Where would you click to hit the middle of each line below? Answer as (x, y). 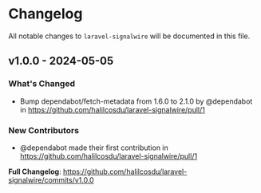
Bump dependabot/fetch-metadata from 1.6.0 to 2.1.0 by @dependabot (136, 101)
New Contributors (44, 130)
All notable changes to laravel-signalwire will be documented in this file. (129, 36)
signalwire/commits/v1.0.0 (51, 179)
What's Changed (42, 84)
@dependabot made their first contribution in (94, 148)
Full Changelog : (35, 171)
